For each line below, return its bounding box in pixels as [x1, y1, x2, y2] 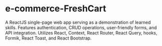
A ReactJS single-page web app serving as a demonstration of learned [5, 19, 151, 25]
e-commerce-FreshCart [5, 3, 106, 14]
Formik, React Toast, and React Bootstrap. [5, 35, 92, 41]
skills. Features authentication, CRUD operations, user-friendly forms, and [5, 24, 157, 30]
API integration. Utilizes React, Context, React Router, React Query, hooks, [5, 30, 158, 36]
